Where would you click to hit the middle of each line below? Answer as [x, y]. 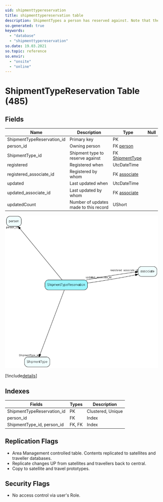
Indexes [17, 391]
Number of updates [89, 202]
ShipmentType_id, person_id [35, 425]
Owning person [85, 146]
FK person [123, 146]
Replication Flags [32, 441]
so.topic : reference [26, 51]
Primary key [81, 139]
